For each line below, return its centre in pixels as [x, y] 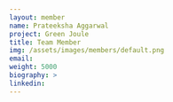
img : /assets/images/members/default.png [87, 51]
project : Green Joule [49, 34]
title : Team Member [45, 42]
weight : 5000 [33, 67]
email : [21, 59]
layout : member [37, 17]
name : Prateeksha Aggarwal [59, 26]
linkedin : [28, 83]
